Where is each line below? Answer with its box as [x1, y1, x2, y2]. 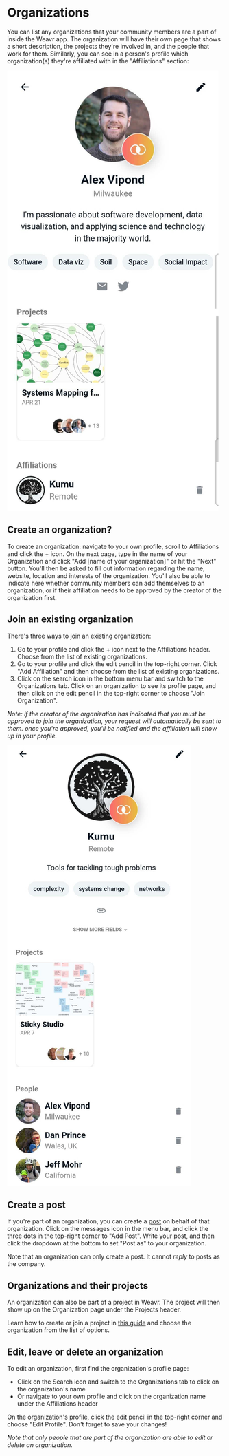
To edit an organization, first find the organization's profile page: [7, 1364, 189, 1372]
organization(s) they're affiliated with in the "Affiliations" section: [7, 56, 189, 65]
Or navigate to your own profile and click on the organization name [16, 1392, 206, 1400]
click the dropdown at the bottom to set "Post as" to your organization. [7, 1239, 207, 1248]
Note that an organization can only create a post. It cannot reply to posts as [7, 1252, 221, 1261]
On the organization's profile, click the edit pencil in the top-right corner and [7, 1413, 223, 1421]
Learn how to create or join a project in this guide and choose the [7, 1319, 192, 1327]
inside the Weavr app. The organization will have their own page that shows [7, 34, 221, 43]
